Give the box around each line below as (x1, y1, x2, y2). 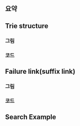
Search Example (5, 113, 56, 122)
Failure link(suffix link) (5, 67, 76, 76)
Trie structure (5, 22, 48, 30)
